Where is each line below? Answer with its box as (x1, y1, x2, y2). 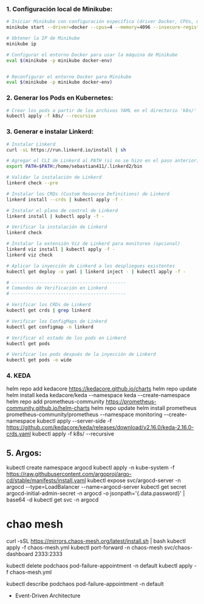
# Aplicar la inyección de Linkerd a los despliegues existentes (6, 263, 175, 269)
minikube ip (6, 41, 36, 47)
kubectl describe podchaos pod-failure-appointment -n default (6, 580, 164, 588)
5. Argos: (6, 448, 42, 458)
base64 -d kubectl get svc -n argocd (6, 496, 99, 503)
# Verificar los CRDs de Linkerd (6, 302, 91, 308)
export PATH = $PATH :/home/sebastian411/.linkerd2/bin (6, 163, 143, 170)
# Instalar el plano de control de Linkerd (6, 207, 118, 213)
